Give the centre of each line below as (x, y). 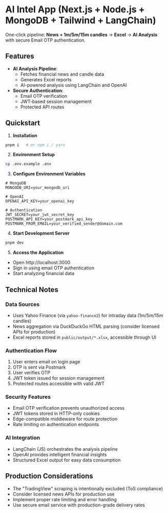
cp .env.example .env (28, 164)
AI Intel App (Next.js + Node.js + (75, 10)
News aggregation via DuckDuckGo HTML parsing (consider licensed (86, 326)
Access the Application (38, 252)
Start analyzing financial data (44, 273)
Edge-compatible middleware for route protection (65, 419)
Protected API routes (42, 107)
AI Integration (23, 438)
